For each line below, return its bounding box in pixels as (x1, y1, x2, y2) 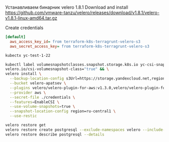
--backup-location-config (10, 76, 64, 81)
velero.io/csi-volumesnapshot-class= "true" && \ (5, 66, 109, 72)
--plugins (10, 85, 30, 90)
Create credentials (5, 25, 44, 31)
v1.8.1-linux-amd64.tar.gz (5, 15, 57, 21)
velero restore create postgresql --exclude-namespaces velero (5, 127, 141, 132)
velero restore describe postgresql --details (5, 132, 105, 137)
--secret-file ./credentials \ (10, 95, 75, 100)
